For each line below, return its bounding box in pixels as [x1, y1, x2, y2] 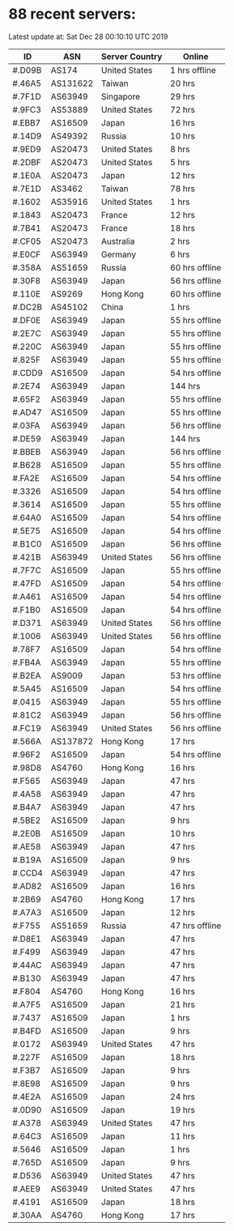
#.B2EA [12, 670, 41, 681]
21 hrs [169, 999, 196, 1010]
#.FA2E [12, 472, 40, 483]
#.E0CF [12, 249, 41, 260]
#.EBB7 [12, 117, 41, 128]
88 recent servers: [8, 5, 136, 23]
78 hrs [169, 183, 196, 194]
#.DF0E [12, 314, 41, 326]
